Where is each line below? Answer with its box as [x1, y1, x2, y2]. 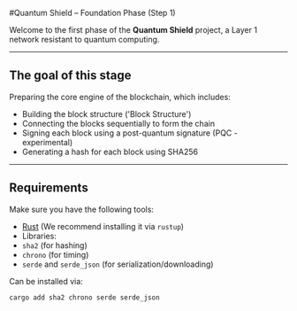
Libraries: [21, 230, 57, 241]
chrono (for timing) [21, 249, 89, 260]
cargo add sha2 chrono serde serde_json [9, 292, 161, 302]
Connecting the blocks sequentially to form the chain [21, 118, 215, 128]
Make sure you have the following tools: [9, 204, 155, 214]
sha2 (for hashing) [21, 239, 88, 251]
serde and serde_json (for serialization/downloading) [21, 259, 214, 269]
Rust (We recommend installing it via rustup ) [21, 221, 184, 231]
